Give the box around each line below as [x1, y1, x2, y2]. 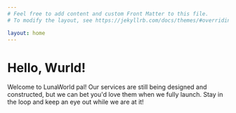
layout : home [7, 29, 46, 36]
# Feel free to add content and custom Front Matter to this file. [7, 10, 209, 18]
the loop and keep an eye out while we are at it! [7, 98, 144, 106]
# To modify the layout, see [7, 17, 93, 24]
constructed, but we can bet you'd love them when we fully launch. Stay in [7, 91, 223, 99]
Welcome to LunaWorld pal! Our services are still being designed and [7, 83, 207, 91]
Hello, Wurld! [7, 60, 86, 76]
